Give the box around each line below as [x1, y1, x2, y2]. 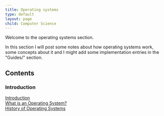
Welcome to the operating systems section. [5, 35, 94, 40]
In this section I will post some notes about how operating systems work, [5, 44, 154, 50]
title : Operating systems [5, 7, 58, 12]
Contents [5, 69, 35, 77]
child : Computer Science [5, 21, 56, 26]
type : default [5, 12, 35, 17]
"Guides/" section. [5, 55, 43, 61]
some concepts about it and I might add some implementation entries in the [5, 49, 160, 55]
